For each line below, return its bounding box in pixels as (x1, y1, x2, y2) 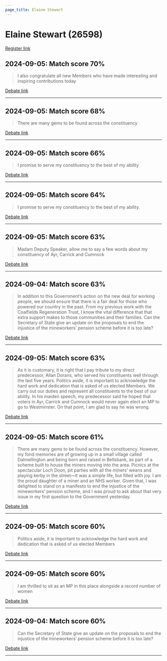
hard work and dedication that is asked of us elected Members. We (17, 383, 155, 389)
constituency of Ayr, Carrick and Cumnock (17, 251, 104, 257)
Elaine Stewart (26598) (5, 28, 103, 40)
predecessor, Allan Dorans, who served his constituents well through (17, 372, 159, 379)
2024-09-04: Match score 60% (5, 617, 106, 626)
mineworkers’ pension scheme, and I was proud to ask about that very (17, 489, 162, 495)
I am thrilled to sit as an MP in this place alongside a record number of (17, 583, 161, 589)
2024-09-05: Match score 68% (5, 107, 105, 115)
